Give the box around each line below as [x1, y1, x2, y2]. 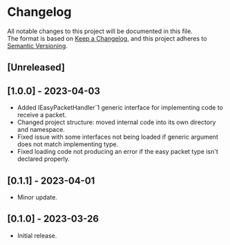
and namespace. [17, 126, 66, 134]
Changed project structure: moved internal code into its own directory [17, 118, 216, 126]
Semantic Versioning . [7, 41, 68, 50]
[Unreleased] [7, 61, 66, 73]
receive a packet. [17, 111, 67, 119]
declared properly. [17, 155, 70, 163]
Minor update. [17, 193, 57, 201]
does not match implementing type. [17, 140, 119, 148]
